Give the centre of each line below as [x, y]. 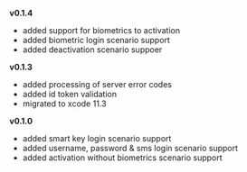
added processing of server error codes [97, 84]
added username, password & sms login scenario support [130, 148]
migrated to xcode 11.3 [64, 104]
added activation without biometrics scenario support [123, 158]
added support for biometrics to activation [101, 30]
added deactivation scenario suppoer [92, 50]
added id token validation [70, 94]
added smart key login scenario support [97, 138]
